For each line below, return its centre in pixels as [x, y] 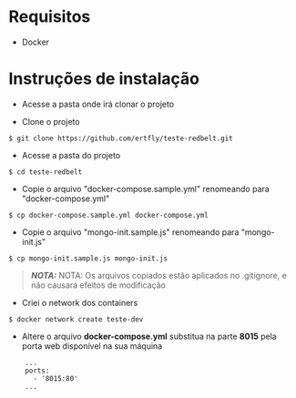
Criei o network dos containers [80, 302]
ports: [37, 371]
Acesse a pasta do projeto [71, 155]
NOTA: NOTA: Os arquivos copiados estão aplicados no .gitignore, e [159, 275]
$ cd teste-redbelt [46, 172]
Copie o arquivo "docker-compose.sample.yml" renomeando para [145, 189]
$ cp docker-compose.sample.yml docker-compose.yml [108, 215]
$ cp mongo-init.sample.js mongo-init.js [88, 258]
